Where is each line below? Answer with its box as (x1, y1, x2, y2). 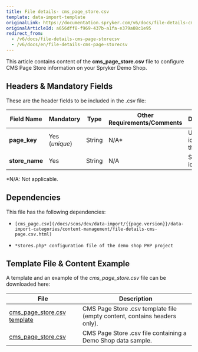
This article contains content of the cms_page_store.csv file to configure (6, 57, 184, 65)
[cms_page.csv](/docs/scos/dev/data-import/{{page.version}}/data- (14, 221, 184, 227)
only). (82, 319, 98, 328)
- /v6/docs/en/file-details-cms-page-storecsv (11, 42, 128, 48)
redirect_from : (6, 31, 44, 37)
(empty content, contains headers (82, 312, 177, 320)
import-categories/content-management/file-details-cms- (14, 226, 158, 232)
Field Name (9, 115, 42, 123)
